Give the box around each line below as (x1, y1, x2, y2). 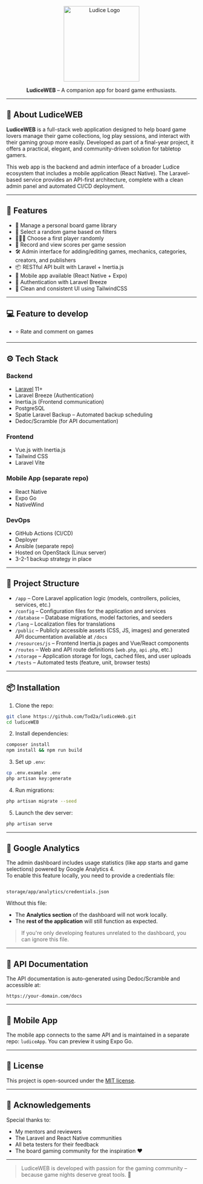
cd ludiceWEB (6, 719, 39, 725)
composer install (6, 742, 50, 748)
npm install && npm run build (6, 747, 83, 754)
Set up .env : (14, 759, 45, 766)
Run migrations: (14, 786, 54, 794)
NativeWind (14, 500, 44, 508)
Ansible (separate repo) (14, 543, 74, 550)
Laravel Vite (14, 459, 45, 467)
